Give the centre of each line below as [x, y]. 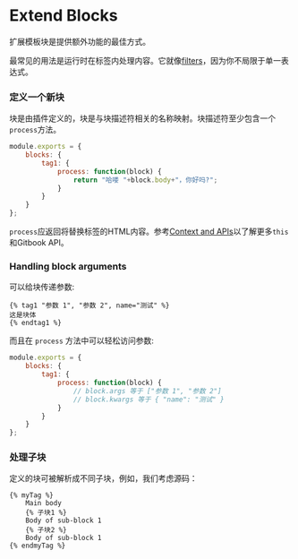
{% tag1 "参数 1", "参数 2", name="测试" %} [89, 305]
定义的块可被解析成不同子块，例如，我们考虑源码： [103, 478]
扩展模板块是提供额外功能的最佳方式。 [80, 41]
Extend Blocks [64, 16]
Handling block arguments [68, 267]
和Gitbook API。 [39, 243]
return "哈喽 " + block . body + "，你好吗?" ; [145, 180]
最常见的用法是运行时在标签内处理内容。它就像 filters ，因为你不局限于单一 [145, 60]
